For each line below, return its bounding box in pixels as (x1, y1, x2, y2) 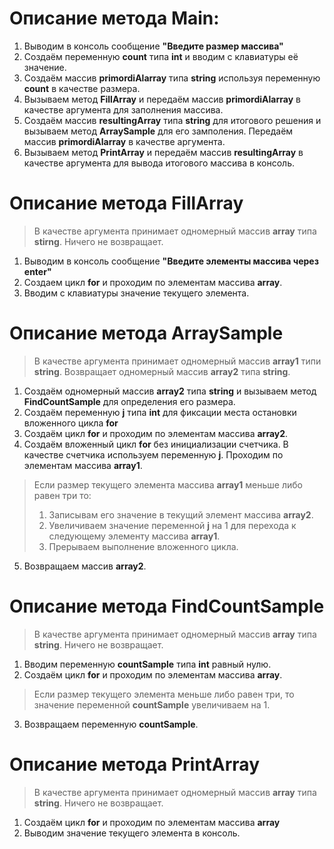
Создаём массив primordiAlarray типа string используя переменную (23, 72, 321, 84)
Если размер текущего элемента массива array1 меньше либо (33, 478, 303, 491)
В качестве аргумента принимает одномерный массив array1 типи (33, 355, 322, 367)
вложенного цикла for (23, 417, 119, 429)
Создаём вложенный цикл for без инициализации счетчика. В (23, 438, 289, 450)
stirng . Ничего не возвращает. (33, 235, 164, 247)
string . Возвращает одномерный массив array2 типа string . (33, 365, 291, 377)
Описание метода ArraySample (9, 322, 284, 345)
